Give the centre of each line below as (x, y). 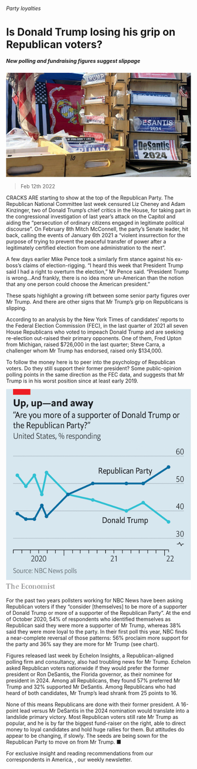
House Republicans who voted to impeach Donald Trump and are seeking (95, 332)
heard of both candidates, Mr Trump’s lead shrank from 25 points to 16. (92, 693)
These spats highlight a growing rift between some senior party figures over (98, 296)
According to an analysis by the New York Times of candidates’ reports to (95, 319)
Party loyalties (23, 8)
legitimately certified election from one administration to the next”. (86, 248)
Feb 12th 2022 (38, 187)
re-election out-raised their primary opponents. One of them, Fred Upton (94, 338)
